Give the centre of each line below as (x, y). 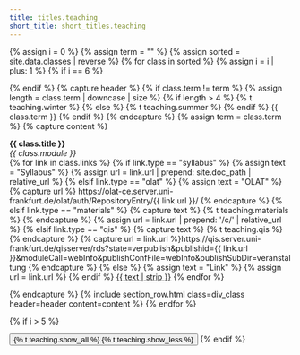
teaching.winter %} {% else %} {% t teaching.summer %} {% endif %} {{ (144, 107)
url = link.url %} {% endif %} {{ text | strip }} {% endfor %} (117, 277)
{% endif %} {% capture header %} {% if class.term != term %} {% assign (146, 88)
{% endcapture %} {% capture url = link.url (89, 238)
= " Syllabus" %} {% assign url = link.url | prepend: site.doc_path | (130, 172)
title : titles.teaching (54, 17)
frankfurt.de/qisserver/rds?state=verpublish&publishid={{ (116, 248)
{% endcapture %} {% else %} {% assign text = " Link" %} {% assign (155, 267)
